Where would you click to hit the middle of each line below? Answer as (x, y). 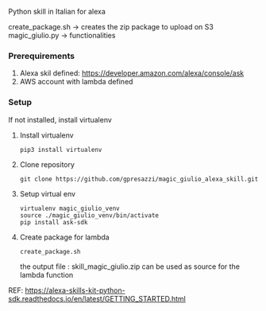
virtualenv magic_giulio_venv (70, 208)
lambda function (46, 274)
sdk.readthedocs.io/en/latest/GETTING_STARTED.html (97, 298)
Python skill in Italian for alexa (57, 12)
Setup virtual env (48, 193)
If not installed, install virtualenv (60, 119)
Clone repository (47, 164)
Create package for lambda (64, 237)
